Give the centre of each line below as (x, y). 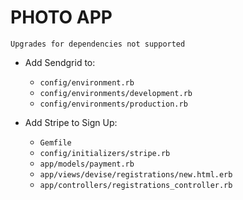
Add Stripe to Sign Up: (71, 122)
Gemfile (55, 142)
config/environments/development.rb (116, 93)
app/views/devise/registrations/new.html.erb (136, 174)
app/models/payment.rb (87, 164)
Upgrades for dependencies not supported (98, 44)
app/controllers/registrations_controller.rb (136, 185)
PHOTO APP (61, 17)
